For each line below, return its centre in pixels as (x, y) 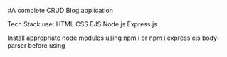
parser (17, 45)
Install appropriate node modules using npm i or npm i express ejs (104, 38)
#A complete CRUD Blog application (60, 10)
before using (47, 45)
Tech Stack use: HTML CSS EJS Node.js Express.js (83, 24)
